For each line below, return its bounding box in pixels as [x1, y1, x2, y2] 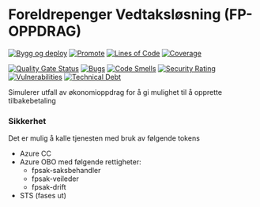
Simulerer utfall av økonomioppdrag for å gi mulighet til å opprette [8, 87, 223, 96]
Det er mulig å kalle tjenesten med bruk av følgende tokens [8, 134, 200, 143]
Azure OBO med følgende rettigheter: [19, 157, 141, 167]
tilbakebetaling [8, 96, 57, 105]
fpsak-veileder [31, 174, 79, 183]
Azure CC [19, 149, 52, 159]
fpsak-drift [31, 183, 66, 192]
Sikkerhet [8, 115, 47, 126]
